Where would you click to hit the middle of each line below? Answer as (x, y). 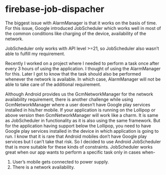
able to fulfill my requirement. (35, 54)
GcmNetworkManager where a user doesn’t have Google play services (78, 104)
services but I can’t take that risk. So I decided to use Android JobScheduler (83, 141)
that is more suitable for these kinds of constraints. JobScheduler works (79, 147)
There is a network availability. (43, 167)
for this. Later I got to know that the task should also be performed (73, 74)
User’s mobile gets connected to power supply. (61, 162)
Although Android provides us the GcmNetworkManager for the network (79, 94)
